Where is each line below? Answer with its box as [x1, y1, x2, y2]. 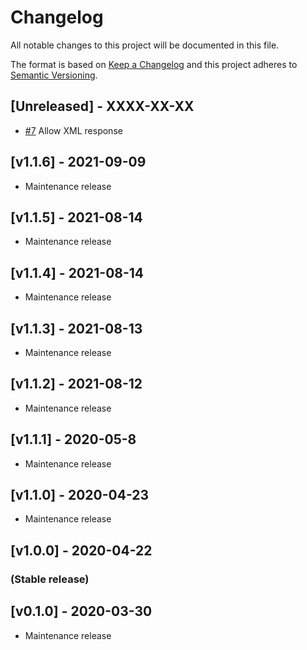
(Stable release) [10, 572, 90, 586]
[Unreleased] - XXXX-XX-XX [10, 98, 195, 115]
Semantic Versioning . [10, 69, 98, 81]
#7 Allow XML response [24, 124, 123, 136]
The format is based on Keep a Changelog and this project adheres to [10, 58, 298, 70]
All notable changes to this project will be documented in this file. [10, 39, 280, 51]
